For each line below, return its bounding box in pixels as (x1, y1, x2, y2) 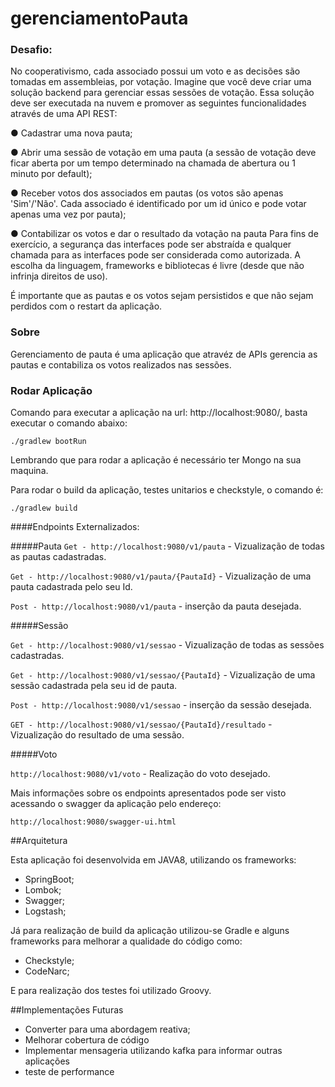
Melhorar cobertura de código (24, 1034, 150, 1046)
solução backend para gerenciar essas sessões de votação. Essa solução (10, 87, 315, 99)
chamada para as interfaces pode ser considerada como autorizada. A (10, 249, 302, 261)
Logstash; (24, 905, 67, 917)
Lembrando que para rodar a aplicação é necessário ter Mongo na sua (10, 454, 302, 466)
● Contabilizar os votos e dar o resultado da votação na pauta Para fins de (10, 228, 319, 240)
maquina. (10, 465, 49, 477)
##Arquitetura (10, 835, 68, 847)
